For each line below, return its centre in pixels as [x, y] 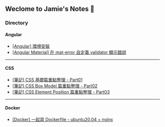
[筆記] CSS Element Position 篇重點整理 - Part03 [61, 92]
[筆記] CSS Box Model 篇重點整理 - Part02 [55, 85]
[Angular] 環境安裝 [31, 46]
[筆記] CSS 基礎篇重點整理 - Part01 [47, 80]
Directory [17, 23]
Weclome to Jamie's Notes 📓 [50, 9]
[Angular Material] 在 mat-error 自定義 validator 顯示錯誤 [69, 52]
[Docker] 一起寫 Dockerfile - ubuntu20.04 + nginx [63, 119]
